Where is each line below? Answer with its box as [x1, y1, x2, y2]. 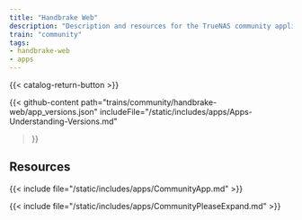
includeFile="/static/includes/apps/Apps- [100, 107, 253, 117]
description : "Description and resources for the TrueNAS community [9, 22, 271, 31]
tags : [9, 38, 30, 48]
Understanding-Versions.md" [9, 116, 119, 127]
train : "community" [9, 30, 83, 39]
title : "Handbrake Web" [9, 13, 99, 22]
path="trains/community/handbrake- [80, 97, 218, 108]
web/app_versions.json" [9, 107, 99, 117]
